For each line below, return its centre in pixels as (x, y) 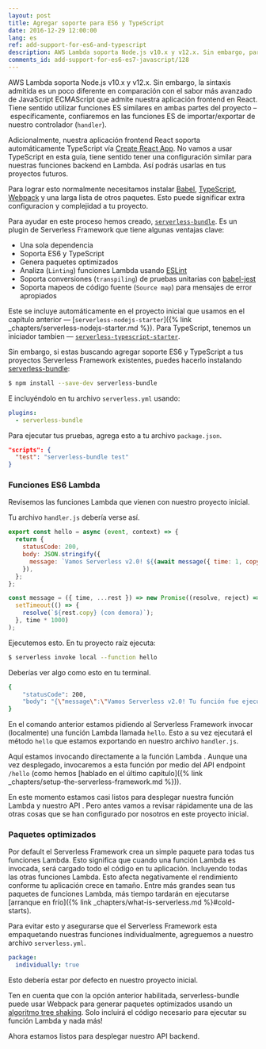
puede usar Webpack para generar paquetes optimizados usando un (120, 1004)
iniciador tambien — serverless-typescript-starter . (94, 336)
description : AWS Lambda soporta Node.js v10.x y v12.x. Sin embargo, (127, 52)
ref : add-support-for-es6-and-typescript (78, 45)
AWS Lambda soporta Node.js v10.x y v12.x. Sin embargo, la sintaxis (120, 82)
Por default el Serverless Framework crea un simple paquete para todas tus (131, 852)
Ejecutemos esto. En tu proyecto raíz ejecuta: (82, 643)
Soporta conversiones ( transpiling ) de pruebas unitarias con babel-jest (137, 279)
